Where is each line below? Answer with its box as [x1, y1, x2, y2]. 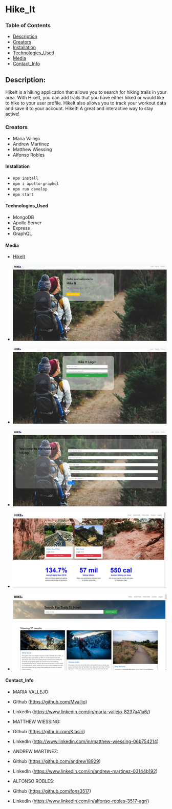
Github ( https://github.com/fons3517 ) [12, 787, 91, 794]
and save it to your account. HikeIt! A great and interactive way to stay [5, 105, 154, 112]
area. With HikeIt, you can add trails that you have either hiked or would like [5, 95, 165, 101]
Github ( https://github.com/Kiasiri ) [12, 728, 85, 734]
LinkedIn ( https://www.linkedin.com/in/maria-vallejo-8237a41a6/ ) [12, 708, 150, 715]
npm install [12, 176, 38, 181]
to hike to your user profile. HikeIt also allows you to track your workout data [5, 100, 166, 106]
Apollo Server [12, 220, 42, 226]
